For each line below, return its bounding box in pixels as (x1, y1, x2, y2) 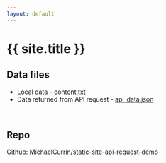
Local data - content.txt (16, 87, 86, 96)
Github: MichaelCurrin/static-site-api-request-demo (6, 147, 159, 156)
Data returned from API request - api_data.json (16, 95, 154, 103)
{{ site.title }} (6, 40, 86, 56)
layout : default (6, 10, 55, 18)
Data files (6, 68, 50, 81)
